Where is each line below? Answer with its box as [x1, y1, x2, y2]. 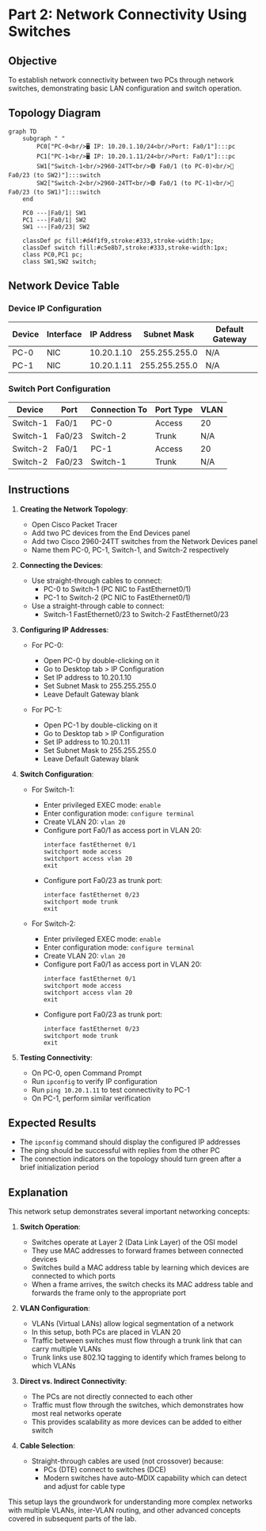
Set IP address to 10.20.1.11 [43, 737, 131, 746]
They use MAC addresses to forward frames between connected [31, 1246, 244, 1255]
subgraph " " [22, 134, 66, 142]
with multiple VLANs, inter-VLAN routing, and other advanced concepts [8, 1506, 241, 1515]
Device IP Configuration [8, 303, 102, 314]
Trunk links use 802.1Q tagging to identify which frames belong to [31, 1352, 246, 1363]
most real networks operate [31, 1409, 122, 1418]
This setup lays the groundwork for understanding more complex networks [8, 1497, 253, 1506]
